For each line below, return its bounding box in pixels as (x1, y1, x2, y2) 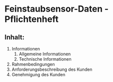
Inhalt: (4, 33, 25, 41)
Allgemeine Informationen (19, 51, 71, 57)
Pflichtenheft (4, 14, 59, 25)
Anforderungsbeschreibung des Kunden (11, 66, 93, 72)
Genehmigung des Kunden (11, 72, 65, 77)
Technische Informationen (19, 56, 72, 62)
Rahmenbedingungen (11, 62, 55, 67)
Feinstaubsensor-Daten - (4, 3, 109, 15)
